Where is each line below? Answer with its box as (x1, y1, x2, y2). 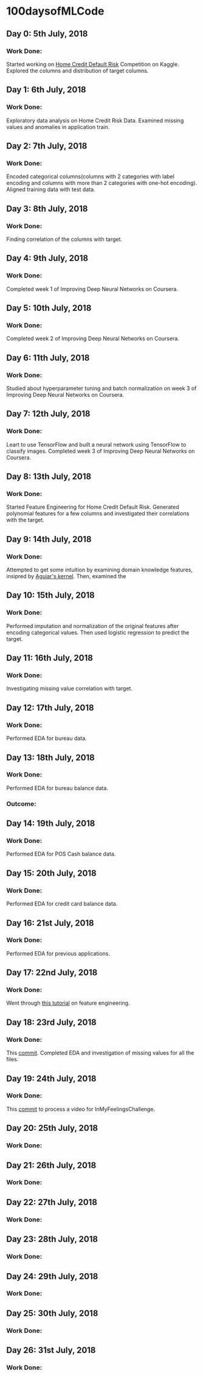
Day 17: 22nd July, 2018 (6, 968, 98, 978)
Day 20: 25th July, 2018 (6, 1123, 98, 1133)
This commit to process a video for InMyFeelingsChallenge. (6, 1105, 156, 1112)
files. (6, 1056, 19, 1063)
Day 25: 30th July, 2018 (6, 1308, 98, 1318)
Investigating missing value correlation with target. (6, 685, 132, 692)
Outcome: (6, 799, 36, 808)
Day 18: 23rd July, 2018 (6, 1017, 97, 1027)
